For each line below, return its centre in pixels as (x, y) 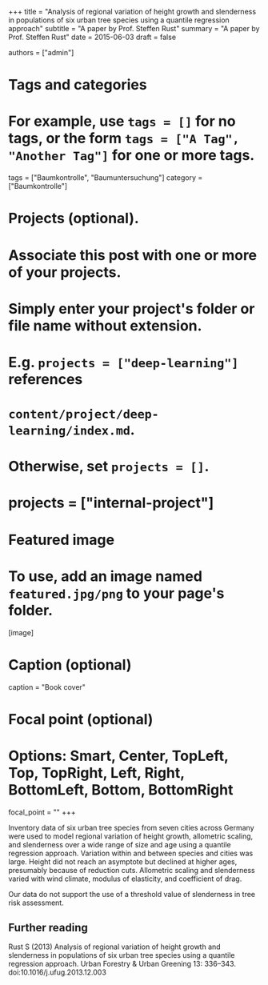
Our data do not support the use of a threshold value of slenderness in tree (132, 894)
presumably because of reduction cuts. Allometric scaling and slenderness (132, 870)
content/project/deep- (84, 415)
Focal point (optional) (81, 719)
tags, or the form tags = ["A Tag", (124, 138)
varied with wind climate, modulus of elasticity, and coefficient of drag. (125, 879)
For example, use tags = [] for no (122, 121)
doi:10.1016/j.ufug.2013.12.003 (57, 972)
